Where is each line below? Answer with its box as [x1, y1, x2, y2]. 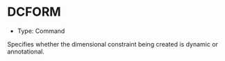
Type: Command [17, 27, 65, 35]
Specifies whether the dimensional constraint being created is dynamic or [7, 40, 219, 48]
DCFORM [7, 4, 61, 20]
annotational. [7, 47, 45, 56]
